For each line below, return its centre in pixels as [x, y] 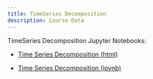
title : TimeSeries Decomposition [57, 14]
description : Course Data [46, 20]
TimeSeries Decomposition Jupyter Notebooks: [77, 40]
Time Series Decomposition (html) [68, 54]
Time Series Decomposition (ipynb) [69, 68]
